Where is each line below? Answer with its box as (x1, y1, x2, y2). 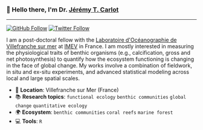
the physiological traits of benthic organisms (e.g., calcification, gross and (6, 49, 190, 57)
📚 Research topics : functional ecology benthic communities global (14, 93, 186, 101)
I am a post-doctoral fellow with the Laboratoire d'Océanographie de (6, 36, 177, 44)
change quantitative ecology (14, 103, 88, 109)
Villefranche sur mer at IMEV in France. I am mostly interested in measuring (6, 43, 195, 50)
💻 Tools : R (14, 117, 42, 125)
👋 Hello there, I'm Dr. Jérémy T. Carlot (6, 5, 119, 14)
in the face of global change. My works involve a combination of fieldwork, (6, 62, 192, 69)
